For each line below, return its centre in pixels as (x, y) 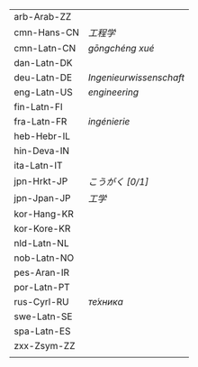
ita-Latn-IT (38, 165)
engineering (113, 92)
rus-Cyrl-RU (41, 302)
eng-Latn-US (44, 92)
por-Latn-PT (42, 287)
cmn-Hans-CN (46, 32)
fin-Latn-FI (38, 107)
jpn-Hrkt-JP (41, 181)
